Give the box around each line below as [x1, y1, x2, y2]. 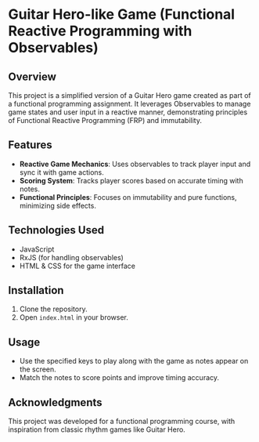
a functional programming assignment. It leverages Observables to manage [8, 100, 251, 108]
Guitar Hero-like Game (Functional [8, 5, 236, 24]
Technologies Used [8, 223, 104, 237]
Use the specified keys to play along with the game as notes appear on [19, 357, 249, 366]
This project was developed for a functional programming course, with [8, 417, 236, 426]
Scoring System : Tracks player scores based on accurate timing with [19, 176, 244, 185]
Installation [8, 284, 64, 297]
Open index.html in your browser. [19, 313, 129, 322]
